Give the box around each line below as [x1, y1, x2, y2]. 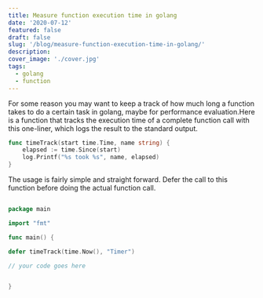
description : [8, 48, 51, 56]
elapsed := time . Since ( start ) [22, 146, 122, 154]
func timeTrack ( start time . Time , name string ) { [8, 139, 170, 147]
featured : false [8, 26, 61, 34]
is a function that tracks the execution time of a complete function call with [8, 115, 250, 125]
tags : [8, 63, 26, 71]
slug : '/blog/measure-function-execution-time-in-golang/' [8, 41, 206, 49]
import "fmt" [8, 219, 51, 227]
